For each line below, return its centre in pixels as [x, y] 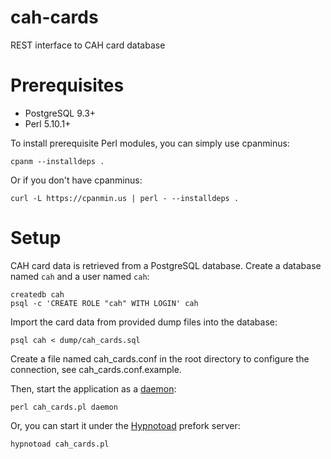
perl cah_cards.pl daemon [64, 407]
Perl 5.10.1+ [48, 123]
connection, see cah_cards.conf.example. [96, 369]
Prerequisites [67, 85]
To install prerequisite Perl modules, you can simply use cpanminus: [150, 143]
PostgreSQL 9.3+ [60, 113]
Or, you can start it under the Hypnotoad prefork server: [125, 425]
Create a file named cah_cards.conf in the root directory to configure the [160, 358]
